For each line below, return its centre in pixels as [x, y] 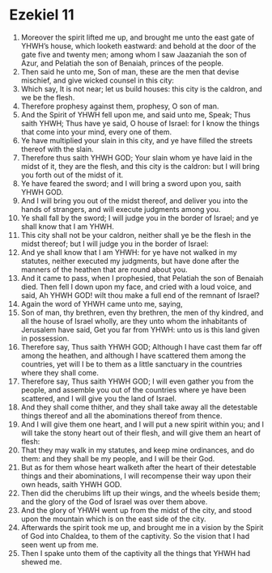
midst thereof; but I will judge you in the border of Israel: [115, 244]
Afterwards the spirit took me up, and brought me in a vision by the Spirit [142, 527]
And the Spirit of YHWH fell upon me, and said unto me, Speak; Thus [136, 114]
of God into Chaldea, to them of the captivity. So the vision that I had [135, 536]
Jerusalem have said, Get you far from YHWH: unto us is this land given [140, 329]
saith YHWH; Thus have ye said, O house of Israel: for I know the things [140, 123]
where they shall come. [60, 372]
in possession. [45, 338]
